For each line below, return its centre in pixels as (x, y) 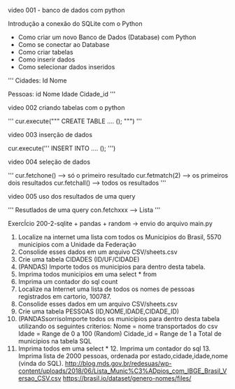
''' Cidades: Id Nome (37, 80)
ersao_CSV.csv (40, 378)
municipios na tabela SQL (55, 341)
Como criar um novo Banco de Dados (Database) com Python (107, 37)
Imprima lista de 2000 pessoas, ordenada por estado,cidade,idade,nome (123, 356)
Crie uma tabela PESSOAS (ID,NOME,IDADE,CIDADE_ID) (99, 311)
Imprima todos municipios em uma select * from (87, 274)
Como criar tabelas (45, 52)
